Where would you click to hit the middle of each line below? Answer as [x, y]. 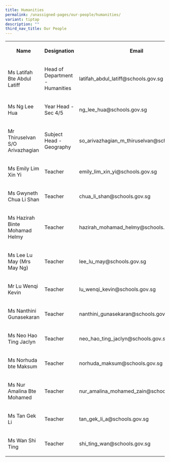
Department [59, 75]
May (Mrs [19, 262]
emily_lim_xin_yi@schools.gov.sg [118, 172]
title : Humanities [25, 10]
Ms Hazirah [22, 218]
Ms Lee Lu [20, 255]
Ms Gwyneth [23, 193]
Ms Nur [16, 385]
